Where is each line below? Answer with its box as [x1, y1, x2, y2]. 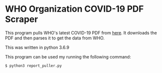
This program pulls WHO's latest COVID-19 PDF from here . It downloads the [5, 30, 157, 36]
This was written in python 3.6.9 [5, 44, 70, 50]
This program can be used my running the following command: [5, 54, 131, 59]
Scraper [5, 14, 38, 25]
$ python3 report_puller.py [5, 63, 62, 68]
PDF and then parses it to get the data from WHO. [5, 35, 105, 41]
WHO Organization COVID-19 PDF [5, 3, 144, 15]
